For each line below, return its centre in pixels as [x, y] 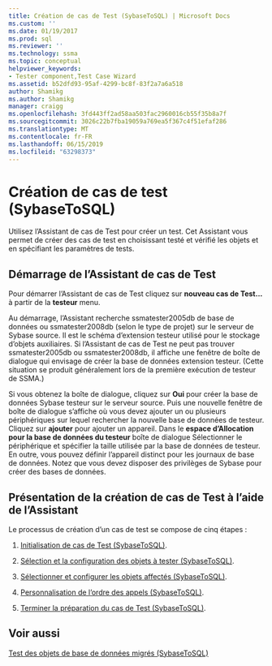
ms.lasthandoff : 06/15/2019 [56, 144]
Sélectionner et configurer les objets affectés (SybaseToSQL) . [123, 576]
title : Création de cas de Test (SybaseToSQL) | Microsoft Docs [119, 16]
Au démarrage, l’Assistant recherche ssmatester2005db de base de [121, 318]
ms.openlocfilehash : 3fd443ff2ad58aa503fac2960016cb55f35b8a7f [118, 114]
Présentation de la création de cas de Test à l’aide [136, 497]
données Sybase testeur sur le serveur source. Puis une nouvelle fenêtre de [136, 403]
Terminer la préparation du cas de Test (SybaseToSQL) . [113, 608]
